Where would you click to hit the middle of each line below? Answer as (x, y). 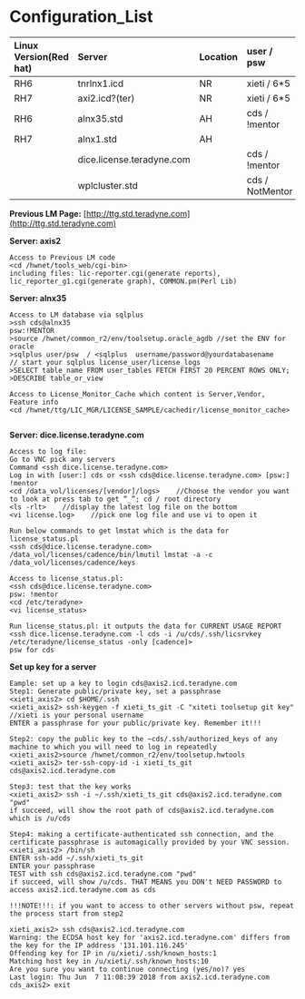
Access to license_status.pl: (67, 578)
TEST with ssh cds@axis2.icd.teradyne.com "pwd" (103, 874)
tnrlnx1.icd (101, 83)
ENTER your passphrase (52, 866)
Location (219, 56)
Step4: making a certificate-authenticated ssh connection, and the (142, 834)
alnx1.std (98, 139)
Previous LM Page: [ (48, 213)
